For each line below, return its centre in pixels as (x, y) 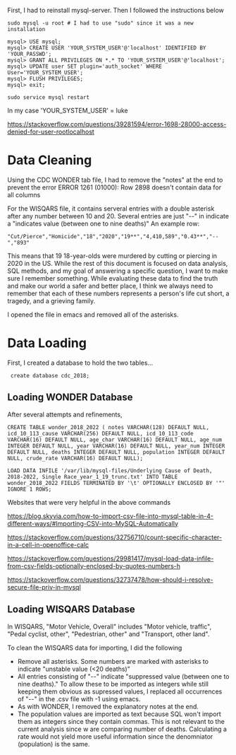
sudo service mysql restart (49, 98)
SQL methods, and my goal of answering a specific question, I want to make (118, 271)
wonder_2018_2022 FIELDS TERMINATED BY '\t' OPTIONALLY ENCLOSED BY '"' (116, 483)
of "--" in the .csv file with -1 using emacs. (79, 698)
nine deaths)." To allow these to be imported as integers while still (113, 684)
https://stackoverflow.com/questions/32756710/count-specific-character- (115, 537)
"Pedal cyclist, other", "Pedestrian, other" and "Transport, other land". (108, 634)
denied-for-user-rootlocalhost (51, 131)
